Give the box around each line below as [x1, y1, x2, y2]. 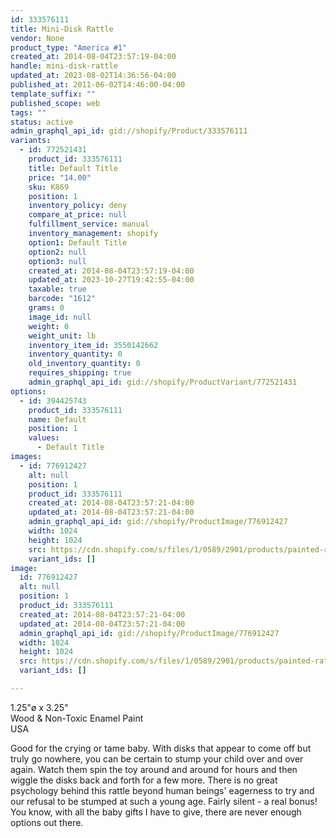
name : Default [28, 414, 87, 425]
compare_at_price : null [28, 210, 128, 220]
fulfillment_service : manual [28, 219, 150, 230]
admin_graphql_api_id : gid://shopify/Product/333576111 [10, 126, 248, 136]
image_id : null [28, 312, 92, 322]
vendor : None [10, 33, 65, 43]
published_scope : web [10, 98, 101, 108]
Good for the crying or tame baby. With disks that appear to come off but [10, 742, 312, 754]
